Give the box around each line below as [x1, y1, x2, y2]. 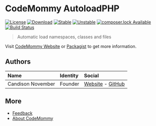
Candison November [7, 80, 56, 87]
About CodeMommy [12, 115, 53, 121]
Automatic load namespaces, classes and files [17, 34, 112, 40]
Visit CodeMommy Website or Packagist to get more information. [5, 43, 137, 49]
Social [84, 72, 99, 79]
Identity [60, 72, 79, 79]
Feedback [12, 110, 33, 116]
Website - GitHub [84, 80, 125, 87]
